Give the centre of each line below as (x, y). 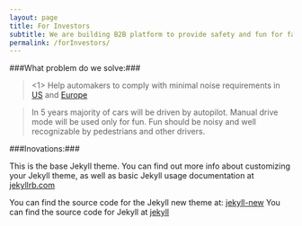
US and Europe (59, 95)
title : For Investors (50, 26)
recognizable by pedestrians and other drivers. (118, 132)
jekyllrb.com (32, 186)
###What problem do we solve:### (75, 68)
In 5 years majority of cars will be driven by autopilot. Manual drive (155, 112)
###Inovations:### (45, 149)
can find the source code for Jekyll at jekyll (89, 213)
